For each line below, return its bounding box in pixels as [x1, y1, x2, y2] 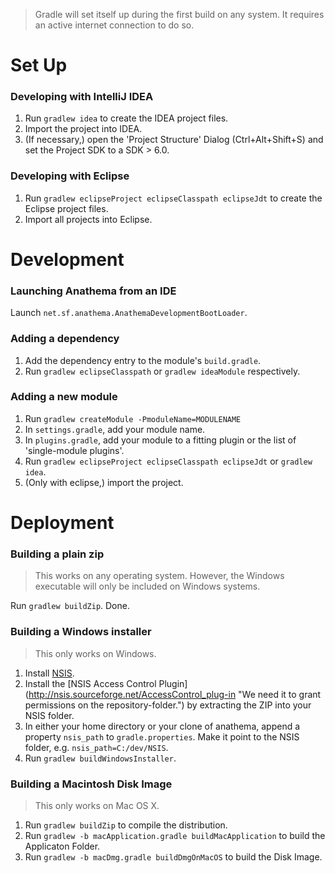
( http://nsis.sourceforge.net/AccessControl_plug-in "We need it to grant [24, 688, 322, 700]
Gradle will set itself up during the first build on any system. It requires [34, 9, 325, 20]
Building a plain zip [10, 547, 105, 561]
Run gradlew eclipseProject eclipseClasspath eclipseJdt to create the [24, 192, 323, 204]
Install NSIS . [24, 667, 75, 679]
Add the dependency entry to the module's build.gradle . [24, 354, 262, 366]
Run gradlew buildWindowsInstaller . [24, 752, 177, 764]
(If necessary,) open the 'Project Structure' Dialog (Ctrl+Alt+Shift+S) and [24, 134, 324, 146]
